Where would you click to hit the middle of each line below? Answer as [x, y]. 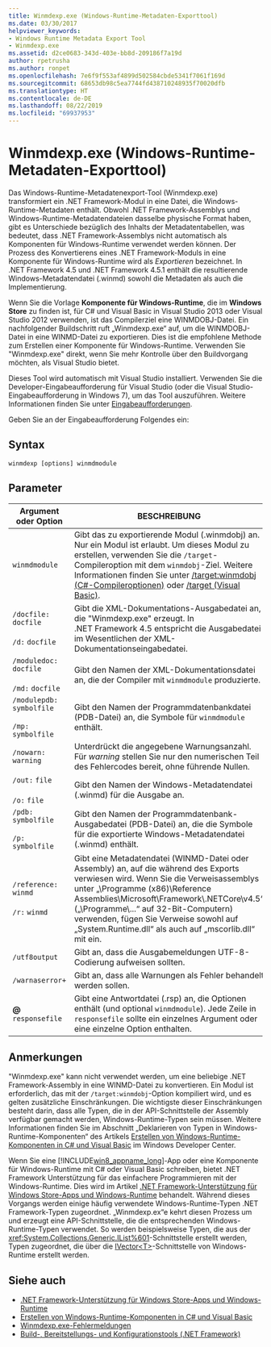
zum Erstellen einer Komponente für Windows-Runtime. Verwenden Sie [127, 345]
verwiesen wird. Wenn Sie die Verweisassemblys [167, 878]
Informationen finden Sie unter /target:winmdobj [165, 575]
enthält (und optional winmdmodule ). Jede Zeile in [165, 1008]
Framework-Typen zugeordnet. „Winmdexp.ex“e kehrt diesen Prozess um [130, 1212]
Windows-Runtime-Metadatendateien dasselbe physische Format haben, [130, 218]
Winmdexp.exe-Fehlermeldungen [75, 1326]
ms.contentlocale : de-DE [50, 98]
